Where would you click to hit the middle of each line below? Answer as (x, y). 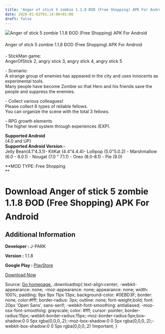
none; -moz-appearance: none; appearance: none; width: (90, 290)
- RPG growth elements (29, 121)
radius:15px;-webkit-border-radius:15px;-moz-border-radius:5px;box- (76, 316)
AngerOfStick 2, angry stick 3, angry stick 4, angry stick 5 (64, 61)
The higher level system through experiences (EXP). (58, 126)
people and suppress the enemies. (40, 92)
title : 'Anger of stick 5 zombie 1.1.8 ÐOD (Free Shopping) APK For (77, 10)
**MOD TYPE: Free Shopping (35, 166)
